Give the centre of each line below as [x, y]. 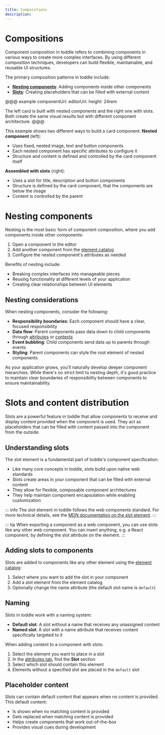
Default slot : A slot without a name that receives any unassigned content [86, 624]
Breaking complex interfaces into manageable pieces [66, 274]
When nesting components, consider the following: [57, 312]
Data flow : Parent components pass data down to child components [81, 332]
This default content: [26, 702]
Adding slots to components [49, 550]
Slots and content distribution [67, 403]
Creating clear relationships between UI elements [62, 284]
